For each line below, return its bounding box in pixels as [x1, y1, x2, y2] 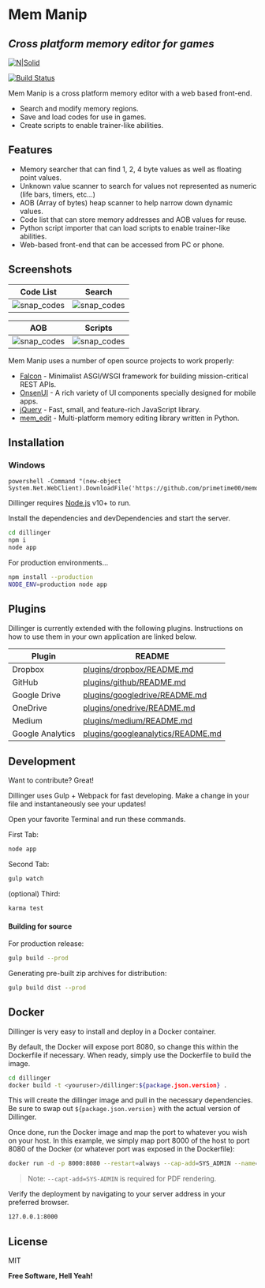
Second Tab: [8, 859, 50, 869]
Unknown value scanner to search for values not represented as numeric [19, 181, 257, 190]
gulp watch [8, 875, 44, 883]
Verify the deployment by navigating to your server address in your [8, 1189, 226, 1199]
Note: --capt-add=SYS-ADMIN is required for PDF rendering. [27, 1174, 217, 1184]
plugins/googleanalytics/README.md [82, 728, 222, 739]
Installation [8, 436, 65, 449]
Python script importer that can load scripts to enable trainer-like [19, 223, 230, 232]
